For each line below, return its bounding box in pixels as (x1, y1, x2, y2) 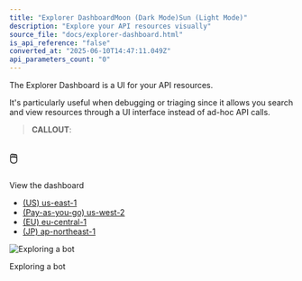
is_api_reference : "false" (9, 38, 111, 48)
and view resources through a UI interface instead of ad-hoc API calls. (9, 107, 270, 117)
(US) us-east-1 (22, 197, 78, 208)
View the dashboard (9, 179, 84, 190)
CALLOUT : (31, 124, 72, 135)
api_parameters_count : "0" (9, 55, 111, 64)
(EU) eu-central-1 (22, 216, 87, 227)
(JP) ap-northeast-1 (22, 226, 96, 237)
